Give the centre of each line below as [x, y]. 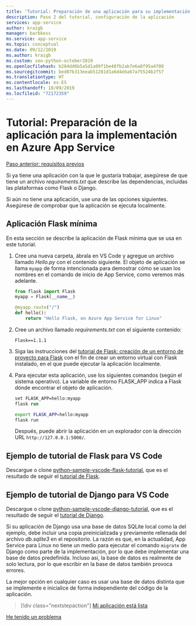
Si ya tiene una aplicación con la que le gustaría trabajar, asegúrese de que [97, 175]
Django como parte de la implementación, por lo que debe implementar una [97, 551]
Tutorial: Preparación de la [72, 123]
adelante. [26, 280]
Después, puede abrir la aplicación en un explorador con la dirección [98, 431]
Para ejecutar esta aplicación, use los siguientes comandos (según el [98, 375]
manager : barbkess [28, 34]
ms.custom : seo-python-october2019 [50, 61]
